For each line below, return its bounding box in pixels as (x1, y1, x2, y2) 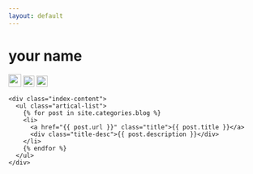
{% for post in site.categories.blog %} (23, 108, 161, 117)
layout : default (8, 11, 63, 20)
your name (8, 46, 83, 65)
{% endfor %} (23, 144, 67, 152)
